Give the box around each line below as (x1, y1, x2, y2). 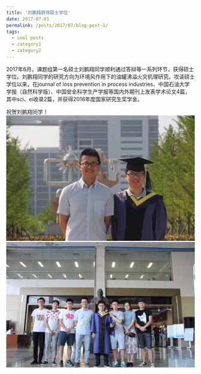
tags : (6, 29, 20, 35)
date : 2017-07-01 (6, 16, 50, 22)
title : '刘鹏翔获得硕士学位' (6, 10, 71, 16)
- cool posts (11, 35, 44, 41)
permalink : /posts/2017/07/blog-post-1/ (6, 22, 109, 28)
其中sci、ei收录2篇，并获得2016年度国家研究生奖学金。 (6, 95, 143, 102)
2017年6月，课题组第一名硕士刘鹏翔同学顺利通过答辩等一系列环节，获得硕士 (6, 65, 194, 73)
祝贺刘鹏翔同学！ (6, 108, 48, 115)
